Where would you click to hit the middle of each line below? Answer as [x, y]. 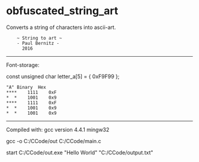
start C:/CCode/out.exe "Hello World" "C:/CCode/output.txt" [80, 153]
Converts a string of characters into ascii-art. [61, 27]
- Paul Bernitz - [38, 43]
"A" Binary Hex [26, 87]
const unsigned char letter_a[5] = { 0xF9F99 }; [63, 76]
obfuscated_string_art [62, 11]
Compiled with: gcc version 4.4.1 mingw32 [58, 129]
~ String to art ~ [39, 38]
